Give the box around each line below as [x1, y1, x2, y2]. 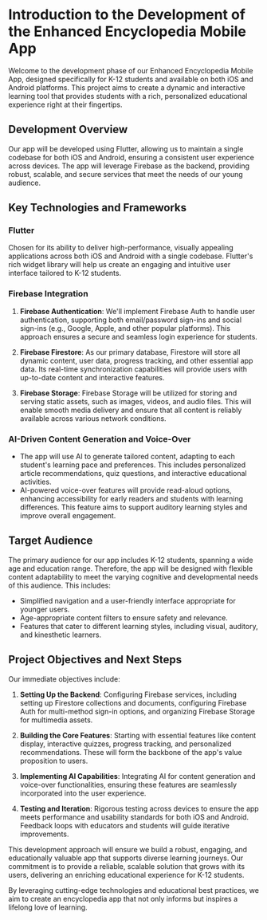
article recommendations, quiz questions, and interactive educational [19, 469, 247, 478]
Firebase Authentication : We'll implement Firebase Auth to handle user [19, 306, 255, 316]
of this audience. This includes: [8, 580, 112, 590]
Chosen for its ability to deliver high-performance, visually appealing [8, 243, 234, 253]
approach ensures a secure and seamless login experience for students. [19, 332, 257, 341]
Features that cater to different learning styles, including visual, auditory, [19, 621, 258, 631]
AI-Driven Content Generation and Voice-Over [8, 433, 191, 444]
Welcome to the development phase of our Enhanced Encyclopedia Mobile [8, 65, 253, 75]
